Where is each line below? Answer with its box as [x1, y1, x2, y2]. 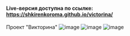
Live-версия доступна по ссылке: [6, 5, 94, 12]
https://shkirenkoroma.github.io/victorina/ [6, 10, 114, 17]
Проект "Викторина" [6, 24, 58, 31]
